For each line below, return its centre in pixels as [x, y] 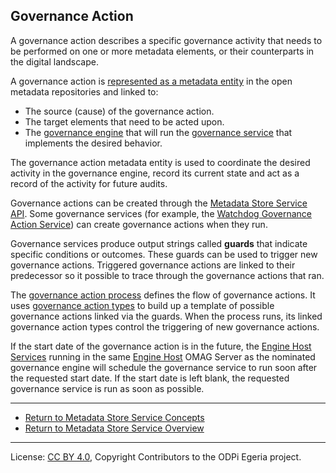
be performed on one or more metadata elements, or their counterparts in [162, 51]
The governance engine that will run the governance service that [158, 132]
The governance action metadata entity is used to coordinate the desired [160, 162]
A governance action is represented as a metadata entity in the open [151, 81]
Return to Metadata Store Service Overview [114, 428]
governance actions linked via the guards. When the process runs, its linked [166, 316]
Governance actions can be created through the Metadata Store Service [159, 203]
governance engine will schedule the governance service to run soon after [164, 367]
